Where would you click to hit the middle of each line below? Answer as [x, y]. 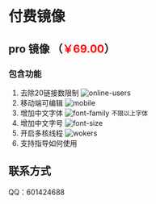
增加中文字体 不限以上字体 [84, 113]
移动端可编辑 [41, 102]
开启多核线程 [41, 133]
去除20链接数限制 [49, 93]
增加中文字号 [41, 123]
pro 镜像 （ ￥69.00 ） [62, 49]
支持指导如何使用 [48, 143]
